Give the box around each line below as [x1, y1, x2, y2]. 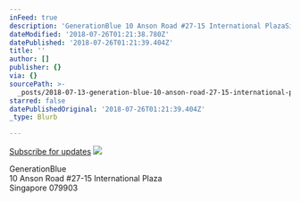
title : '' [9, 46, 46, 55]
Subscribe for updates [9, 147, 92, 157]
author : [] [9, 55, 50, 63]
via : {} [9, 72, 38, 80]
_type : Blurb [9, 113, 58, 122]
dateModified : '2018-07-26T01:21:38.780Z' [9, 29, 170, 38]
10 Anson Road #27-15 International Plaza [9, 173, 162, 184]
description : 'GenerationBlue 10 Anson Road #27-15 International [9, 21, 262, 30]
